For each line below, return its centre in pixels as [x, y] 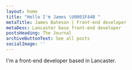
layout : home [22, 11]
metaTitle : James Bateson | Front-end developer [66, 22]
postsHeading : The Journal [39, 33]
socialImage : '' [26, 44]
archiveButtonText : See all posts [48, 38]
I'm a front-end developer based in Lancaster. [61, 60]
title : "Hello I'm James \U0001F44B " [53, 17]
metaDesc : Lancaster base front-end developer [64, 28]
